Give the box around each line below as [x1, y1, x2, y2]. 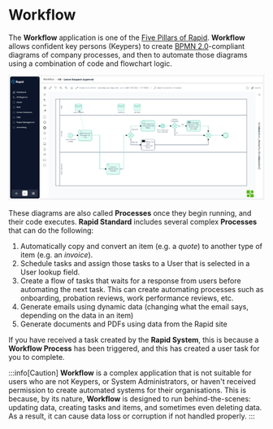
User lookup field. [19, 267, 80, 277]
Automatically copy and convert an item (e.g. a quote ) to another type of [19, 241, 262, 251]
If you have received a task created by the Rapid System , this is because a [8, 335, 259, 344]
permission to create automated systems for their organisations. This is [8, 385, 246, 395]
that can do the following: [8, 225, 94, 235]
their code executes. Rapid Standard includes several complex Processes [8, 217, 258, 226]
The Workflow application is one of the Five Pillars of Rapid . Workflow [8, 33, 245, 42]
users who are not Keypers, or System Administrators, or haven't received [8, 376, 256, 386]
